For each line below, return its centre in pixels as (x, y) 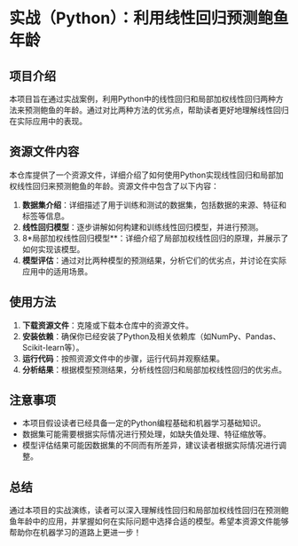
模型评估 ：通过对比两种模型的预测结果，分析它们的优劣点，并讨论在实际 (154, 260)
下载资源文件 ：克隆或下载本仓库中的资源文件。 (107, 325)
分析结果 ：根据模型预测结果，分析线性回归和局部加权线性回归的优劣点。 (154, 369)
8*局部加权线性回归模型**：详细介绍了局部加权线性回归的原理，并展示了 (155, 238)
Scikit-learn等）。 (53, 347)
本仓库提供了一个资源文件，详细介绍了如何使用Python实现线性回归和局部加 (146, 175)
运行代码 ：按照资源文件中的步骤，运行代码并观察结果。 (123, 358)
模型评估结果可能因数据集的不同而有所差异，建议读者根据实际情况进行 (150, 446)
